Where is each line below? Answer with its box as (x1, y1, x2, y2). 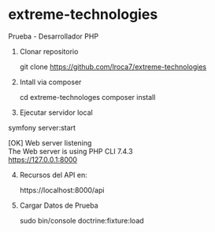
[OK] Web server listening (8, 138, 92, 147)
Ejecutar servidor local (19, 108, 93, 117)
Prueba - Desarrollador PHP (8, 31, 99, 41)
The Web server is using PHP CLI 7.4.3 (8, 146, 133, 156)
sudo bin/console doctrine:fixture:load (19, 215, 144, 225)
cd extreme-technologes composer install (19, 92, 156, 101)
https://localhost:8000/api (19, 185, 105, 194)
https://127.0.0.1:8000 (8, 155, 77, 164)
